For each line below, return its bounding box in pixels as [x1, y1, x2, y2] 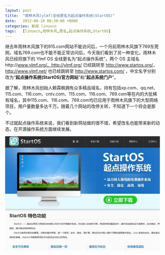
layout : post [5, 8, 32, 13]
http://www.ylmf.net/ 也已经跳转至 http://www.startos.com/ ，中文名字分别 [5, 68, 156, 74]
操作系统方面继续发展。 [26, 126, 74, 132]
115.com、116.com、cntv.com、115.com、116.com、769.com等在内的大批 [5, 91, 153, 97]
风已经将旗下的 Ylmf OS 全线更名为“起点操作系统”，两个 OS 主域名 [5, 56, 140, 62]
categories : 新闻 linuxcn [5, 24, 56, 29]
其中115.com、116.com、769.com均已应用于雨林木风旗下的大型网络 [22, 97, 158, 103]
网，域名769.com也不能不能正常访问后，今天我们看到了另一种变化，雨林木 [5, 50, 156, 56]
